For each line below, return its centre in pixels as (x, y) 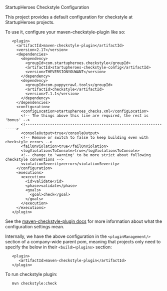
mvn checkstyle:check (34, 283)
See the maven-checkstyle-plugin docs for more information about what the (84, 221)
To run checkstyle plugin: (31, 274)
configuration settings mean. (35, 227)
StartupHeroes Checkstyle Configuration (47, 7)
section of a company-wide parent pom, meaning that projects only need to (83, 242)
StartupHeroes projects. (30, 22)
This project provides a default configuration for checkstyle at (69, 17)
